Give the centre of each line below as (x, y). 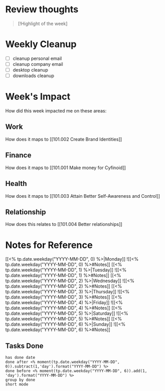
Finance (18, 155)
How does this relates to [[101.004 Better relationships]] (64, 224)
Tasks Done (24, 346)
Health (16, 184)
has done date (20, 358)
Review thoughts (42, 9)
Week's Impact (38, 97)
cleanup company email (38, 64)
